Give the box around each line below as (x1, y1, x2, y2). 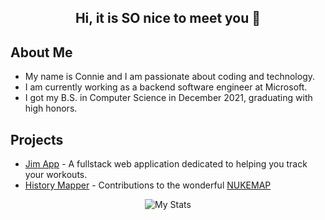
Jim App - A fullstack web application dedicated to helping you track (24, 158, 308, 170)
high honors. (24, 102, 78, 115)
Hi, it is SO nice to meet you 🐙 (74, 10, 262, 27)
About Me (10, 44, 73, 61)
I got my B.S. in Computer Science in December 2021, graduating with (24, 92, 313, 104)
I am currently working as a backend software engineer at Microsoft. (24, 81, 308, 93)
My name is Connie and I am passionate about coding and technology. (24, 71, 316, 83)
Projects (10, 131, 64, 148)
